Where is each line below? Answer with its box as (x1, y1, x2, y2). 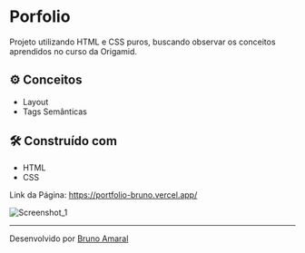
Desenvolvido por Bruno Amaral (9, 233, 129, 244)
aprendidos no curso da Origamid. (9, 45, 138, 56)
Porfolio (9, 6, 71, 27)
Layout (22, 96, 49, 107)
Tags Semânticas (22, 106, 88, 117)
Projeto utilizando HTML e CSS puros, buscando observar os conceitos (9, 36, 276, 47)
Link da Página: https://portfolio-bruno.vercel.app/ (9, 189, 198, 200)
